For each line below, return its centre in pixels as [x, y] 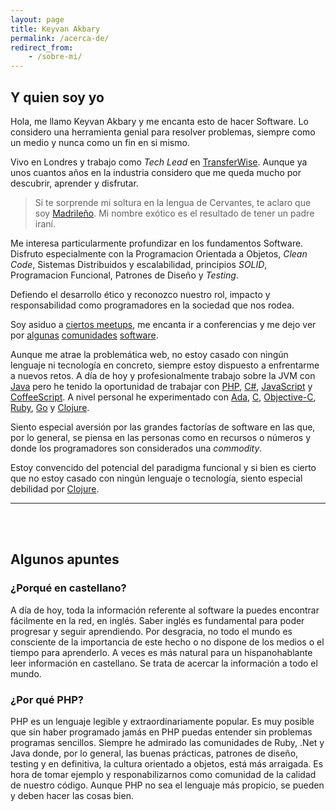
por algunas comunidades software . [84, 335]
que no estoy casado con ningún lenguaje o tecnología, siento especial [156, 478]
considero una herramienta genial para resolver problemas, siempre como [163, 132]
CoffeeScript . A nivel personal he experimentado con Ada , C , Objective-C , [163, 397]
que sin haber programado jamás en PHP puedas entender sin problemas [161, 732]
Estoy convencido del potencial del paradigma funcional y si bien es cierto [163, 467]
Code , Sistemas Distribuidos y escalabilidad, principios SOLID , [139, 264]
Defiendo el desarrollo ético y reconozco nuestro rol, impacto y [140, 294]
